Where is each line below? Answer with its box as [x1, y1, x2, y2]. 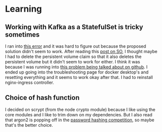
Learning [5, 3, 42, 15]
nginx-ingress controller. [5, 79, 54, 85]
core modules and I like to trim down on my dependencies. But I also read [5, 112, 152, 117]
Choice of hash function [5, 94, 80, 102]
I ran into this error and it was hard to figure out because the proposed [5, 43, 146, 49]
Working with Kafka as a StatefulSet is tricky [5, 23, 144, 31]
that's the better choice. [5, 122, 54, 128]
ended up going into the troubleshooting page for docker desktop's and [5, 69, 149, 75]
